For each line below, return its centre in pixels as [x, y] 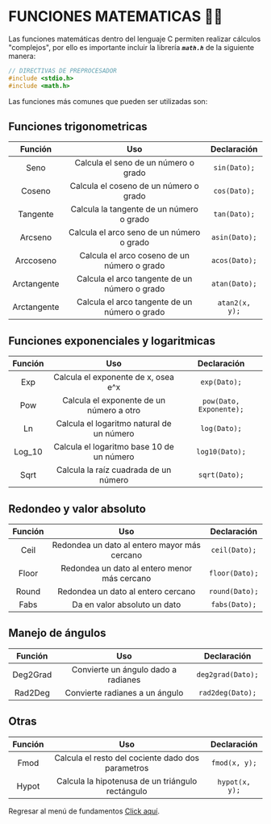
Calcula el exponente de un [114, 400]
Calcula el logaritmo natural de [114, 424]
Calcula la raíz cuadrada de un [114, 470]
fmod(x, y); [234, 763]
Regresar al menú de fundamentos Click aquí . [84, 811]
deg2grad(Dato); [227, 674]
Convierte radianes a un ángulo [124, 692]
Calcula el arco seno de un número [134, 232]
